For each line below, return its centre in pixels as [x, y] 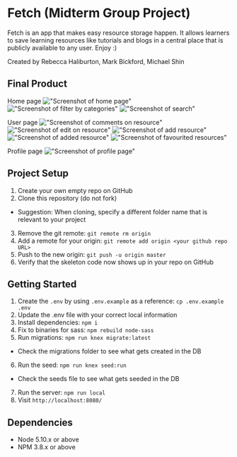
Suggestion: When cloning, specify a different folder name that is [112, 211]
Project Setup [38, 174]
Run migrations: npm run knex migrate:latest [84, 338]
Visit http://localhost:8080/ [60, 400]
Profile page [25, 151]
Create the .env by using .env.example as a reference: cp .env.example [121, 301]
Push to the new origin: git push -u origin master [92, 254]
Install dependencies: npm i [57, 323]
